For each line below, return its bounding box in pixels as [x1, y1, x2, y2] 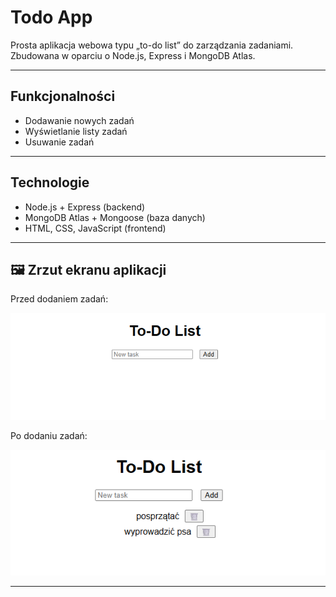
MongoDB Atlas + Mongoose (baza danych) [24, 211, 206, 223]
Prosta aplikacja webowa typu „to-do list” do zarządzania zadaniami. [10, 39, 294, 51]
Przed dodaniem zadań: [10, 293, 109, 305]
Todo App [10, 6, 93, 29]
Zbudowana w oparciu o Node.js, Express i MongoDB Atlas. [10, 49, 256, 61]
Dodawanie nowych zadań [24, 114, 135, 126]
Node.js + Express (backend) [24, 201, 146, 213]
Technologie [10, 174, 90, 191]
